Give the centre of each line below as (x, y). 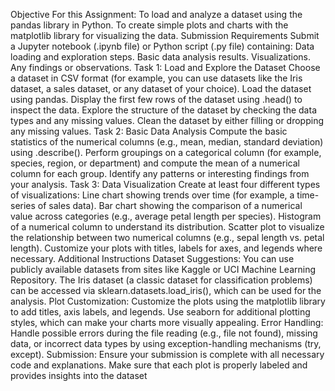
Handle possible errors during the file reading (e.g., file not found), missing (164, 333)
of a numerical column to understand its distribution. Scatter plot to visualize (167, 227)
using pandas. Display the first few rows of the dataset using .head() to (156, 99)
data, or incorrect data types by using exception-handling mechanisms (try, (166, 343)
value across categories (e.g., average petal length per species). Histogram (166, 216)
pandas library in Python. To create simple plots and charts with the (149, 25)
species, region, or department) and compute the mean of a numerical (155, 163)
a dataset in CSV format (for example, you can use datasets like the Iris (156, 78)
